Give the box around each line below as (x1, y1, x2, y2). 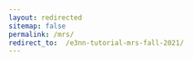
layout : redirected (8, 13, 83, 22)
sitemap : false (8, 22, 66, 30)
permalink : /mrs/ (8, 30, 75, 39)
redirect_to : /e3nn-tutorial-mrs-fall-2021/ (8, 38, 184, 48)
